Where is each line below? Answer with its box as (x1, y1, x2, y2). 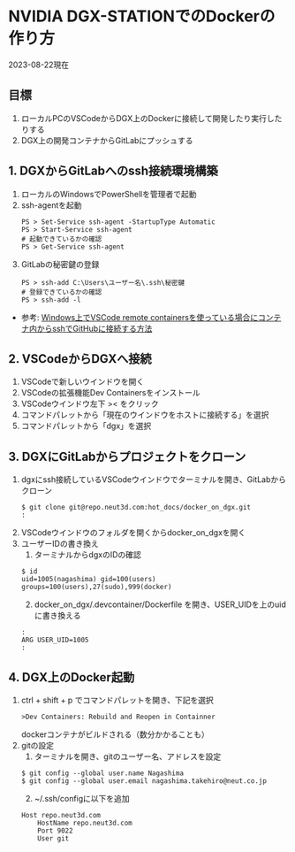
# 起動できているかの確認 (20, 234, 102, 243)
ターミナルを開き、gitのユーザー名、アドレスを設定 (34, 751, 222, 762)
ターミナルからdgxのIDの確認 (34, 549, 142, 560)
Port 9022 (37, 826, 73, 835)
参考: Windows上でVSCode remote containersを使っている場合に (20, 311, 259, 322)
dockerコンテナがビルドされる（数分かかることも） (20, 729, 209, 740)
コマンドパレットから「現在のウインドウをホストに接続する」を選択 (20, 410, 269, 420)
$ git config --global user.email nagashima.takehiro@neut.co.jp (20, 777, 267, 786)
